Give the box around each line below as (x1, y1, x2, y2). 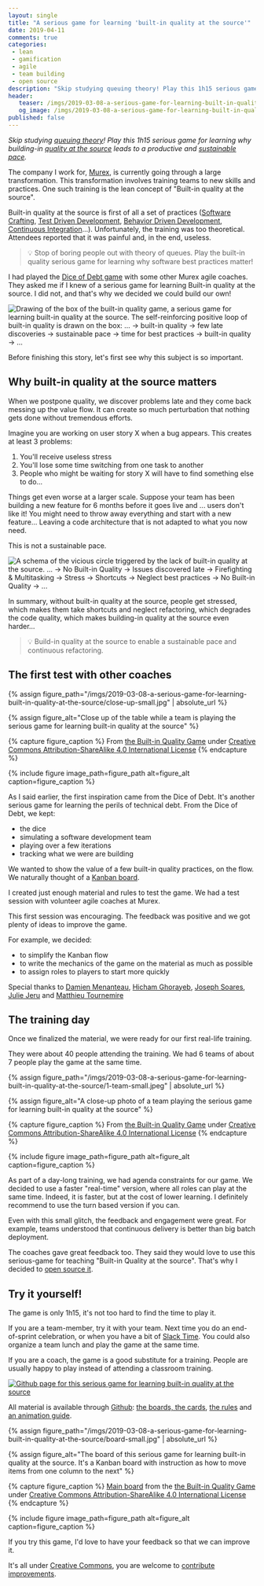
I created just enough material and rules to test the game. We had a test (8, 888, 240, 897)
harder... (8, 621, 35, 631)
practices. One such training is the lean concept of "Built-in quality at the (8, 184, 244, 193)
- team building (11, 70, 65, 78)
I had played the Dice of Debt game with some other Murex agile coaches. (8, 272, 248, 282)
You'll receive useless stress (19, 451, 112, 461)
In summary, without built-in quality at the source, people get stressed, (8, 596, 237, 605)
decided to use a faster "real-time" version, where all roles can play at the (8, 1184, 247, 1194)
